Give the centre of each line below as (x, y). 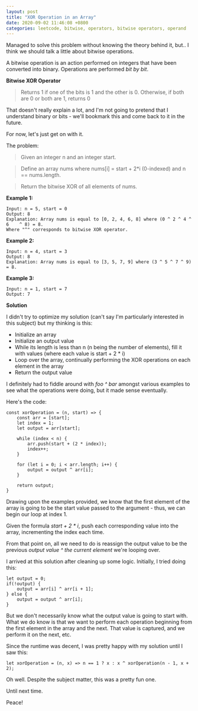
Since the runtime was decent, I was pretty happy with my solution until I (95, 646)
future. (14, 123)
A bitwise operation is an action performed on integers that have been (91, 63)
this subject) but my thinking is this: (49, 323)
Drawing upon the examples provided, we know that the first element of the (98, 502)
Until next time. (25, 691)
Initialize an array (35, 335)
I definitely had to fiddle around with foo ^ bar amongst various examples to (98, 384)
